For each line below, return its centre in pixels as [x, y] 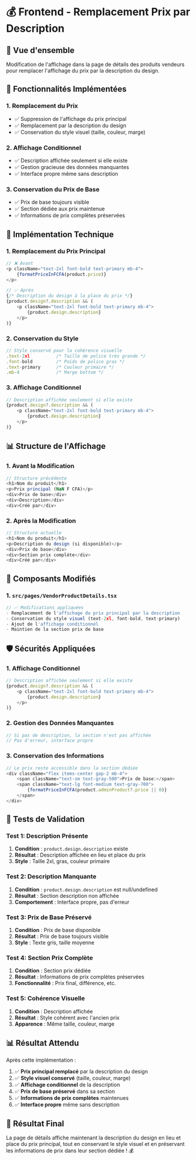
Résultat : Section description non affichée [67, 895]
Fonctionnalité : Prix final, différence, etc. [65, 983]
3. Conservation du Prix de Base [53, 189]
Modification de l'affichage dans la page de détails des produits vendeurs [95, 64]
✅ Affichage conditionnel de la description [67, 1085]
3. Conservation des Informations [55, 756]
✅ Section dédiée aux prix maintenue [60, 209]
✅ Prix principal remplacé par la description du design [81, 1072]
